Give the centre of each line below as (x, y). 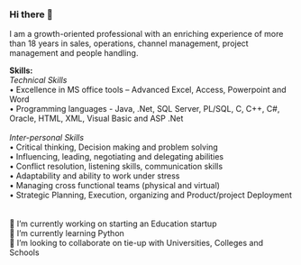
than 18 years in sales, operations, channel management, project (129, 43)
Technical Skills (38, 80)
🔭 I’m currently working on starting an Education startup (113, 224)
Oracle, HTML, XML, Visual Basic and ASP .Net (96, 119)
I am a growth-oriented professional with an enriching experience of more (146, 34)
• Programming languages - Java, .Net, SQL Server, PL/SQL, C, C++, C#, (145, 109)
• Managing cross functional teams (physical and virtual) (115, 186)
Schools (24, 252)
